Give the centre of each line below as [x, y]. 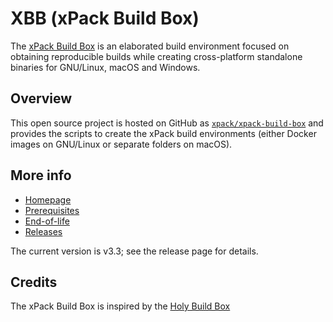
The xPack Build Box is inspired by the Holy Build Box [120, 306]
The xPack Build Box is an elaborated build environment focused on [150, 46]
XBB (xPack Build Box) [105, 18]
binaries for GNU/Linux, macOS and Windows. [105, 67]
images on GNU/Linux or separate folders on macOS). [121, 144]
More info [41, 175]
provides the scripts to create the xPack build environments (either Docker [163, 133]
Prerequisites [52, 210]
